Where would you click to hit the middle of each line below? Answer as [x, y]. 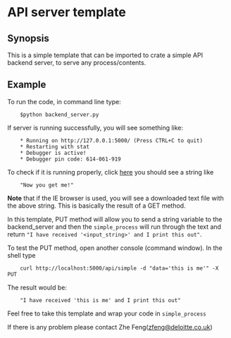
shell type [22, 255]
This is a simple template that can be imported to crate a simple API [105, 55]
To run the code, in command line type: [64, 101]
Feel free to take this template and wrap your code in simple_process [107, 313]
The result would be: [37, 287]
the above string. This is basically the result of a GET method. [96, 206]
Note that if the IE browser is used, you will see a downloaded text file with [115, 198]
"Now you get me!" [47, 185]
